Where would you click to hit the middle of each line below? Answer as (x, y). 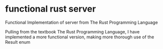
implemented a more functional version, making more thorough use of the (80, 37)
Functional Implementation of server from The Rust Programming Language (81, 22)
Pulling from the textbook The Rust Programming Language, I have (72, 32)
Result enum (18, 42)
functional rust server (51, 9)
